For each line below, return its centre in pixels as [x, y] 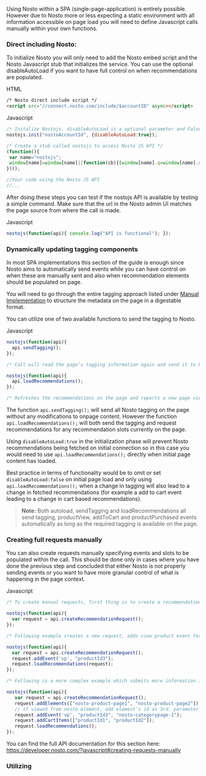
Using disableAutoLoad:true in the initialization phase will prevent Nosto [97, 441]
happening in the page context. [46, 579]
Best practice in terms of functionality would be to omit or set [84, 473]
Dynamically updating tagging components [72, 249]
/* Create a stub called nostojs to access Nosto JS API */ [85, 146]
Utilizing [19, 766]
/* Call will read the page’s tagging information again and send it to [101, 365]
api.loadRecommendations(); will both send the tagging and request [91, 423]
